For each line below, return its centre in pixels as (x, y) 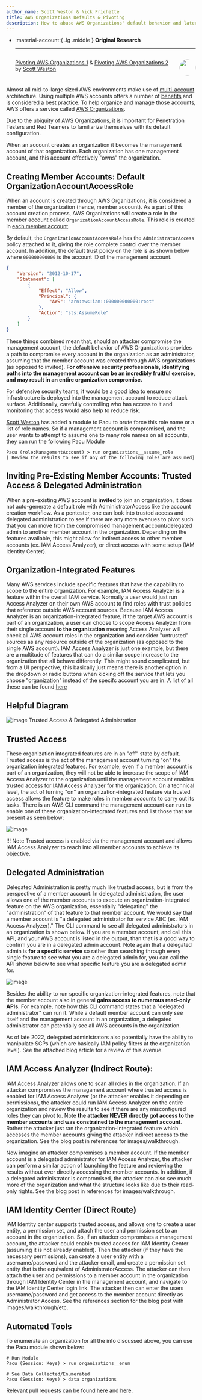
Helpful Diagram (38, 706)
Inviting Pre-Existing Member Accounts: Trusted (99, 476)
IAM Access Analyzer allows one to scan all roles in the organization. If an (98, 1083)
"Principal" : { (57, 296)
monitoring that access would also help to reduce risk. (73, 410)
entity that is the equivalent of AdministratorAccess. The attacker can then (98, 1269)
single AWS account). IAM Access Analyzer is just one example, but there (97, 648)
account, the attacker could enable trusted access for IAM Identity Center (97, 1244)
